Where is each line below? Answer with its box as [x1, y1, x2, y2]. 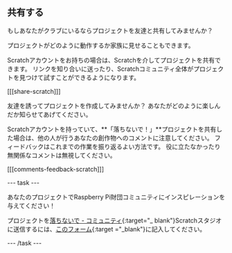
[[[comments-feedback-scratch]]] [7, 165, 105, 173]
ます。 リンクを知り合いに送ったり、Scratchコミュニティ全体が [12, 65, 194, 73]
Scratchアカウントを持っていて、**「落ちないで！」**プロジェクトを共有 [7, 124, 217, 133]
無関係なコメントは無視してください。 [7, 151, 116, 159]
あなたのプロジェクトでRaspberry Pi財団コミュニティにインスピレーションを [7, 193, 226, 201]
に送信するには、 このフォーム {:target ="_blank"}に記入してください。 [7, 225, 206, 233]
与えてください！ [7, 201, 55, 210]
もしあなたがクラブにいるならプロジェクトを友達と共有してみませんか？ [7, 26, 213, 35]
